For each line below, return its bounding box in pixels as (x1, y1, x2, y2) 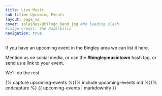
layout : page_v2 (5, 17, 40, 22)
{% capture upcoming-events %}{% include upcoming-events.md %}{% (5, 79, 157, 85)
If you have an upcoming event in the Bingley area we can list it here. (5, 45, 149, 51)
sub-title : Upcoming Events (5, 12, 65, 17)
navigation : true (5, 31, 42, 36)
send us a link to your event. (5, 60, 64, 66)
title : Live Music (5, 7, 44, 13)
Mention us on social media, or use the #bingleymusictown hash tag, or (5, 55, 157, 61)
